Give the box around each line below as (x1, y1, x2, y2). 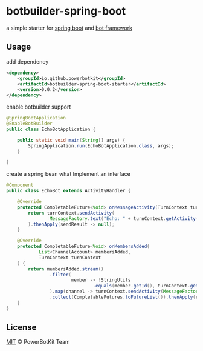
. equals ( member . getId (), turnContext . (92, 283, 190, 289)
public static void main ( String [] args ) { (17, 137, 126, 143)
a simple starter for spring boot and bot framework (6, 24, 133, 32)
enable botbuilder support (6, 103, 71, 110)
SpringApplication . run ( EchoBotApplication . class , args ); (28, 142, 174, 149)
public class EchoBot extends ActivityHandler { (6, 188, 131, 194)
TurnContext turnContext (38, 255, 101, 261)
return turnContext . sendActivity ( (28, 210, 115, 216)
